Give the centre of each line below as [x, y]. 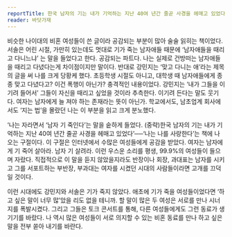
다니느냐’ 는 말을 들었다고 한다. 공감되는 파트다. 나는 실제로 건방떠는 [106, 58]
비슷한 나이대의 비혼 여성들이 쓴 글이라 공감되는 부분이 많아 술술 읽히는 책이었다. [115, 41]
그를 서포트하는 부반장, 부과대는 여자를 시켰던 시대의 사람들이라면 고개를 [111, 168]
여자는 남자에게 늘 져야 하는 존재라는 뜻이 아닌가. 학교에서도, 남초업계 [109, 101]
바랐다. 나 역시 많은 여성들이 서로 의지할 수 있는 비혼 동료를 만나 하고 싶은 [124, 217]
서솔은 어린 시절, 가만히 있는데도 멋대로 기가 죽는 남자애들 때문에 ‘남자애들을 [110, 49]
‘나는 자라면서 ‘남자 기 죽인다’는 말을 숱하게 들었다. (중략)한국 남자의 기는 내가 [111, 125]
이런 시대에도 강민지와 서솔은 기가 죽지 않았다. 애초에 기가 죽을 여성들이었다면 [111, 191]
